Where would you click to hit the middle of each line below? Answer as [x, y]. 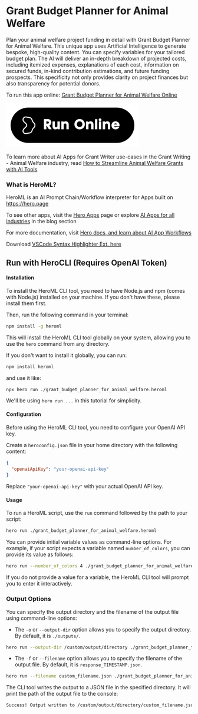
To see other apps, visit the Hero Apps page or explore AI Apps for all [90, 215]
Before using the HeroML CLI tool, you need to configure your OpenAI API [96, 427]
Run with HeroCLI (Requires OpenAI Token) [87, 262]
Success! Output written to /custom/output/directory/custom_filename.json [101, 705]
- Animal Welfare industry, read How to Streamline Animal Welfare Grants [95, 163]
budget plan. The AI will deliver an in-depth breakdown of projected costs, [96, 58]
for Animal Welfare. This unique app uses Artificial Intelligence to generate [96, 46]
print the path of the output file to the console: [62, 694]
